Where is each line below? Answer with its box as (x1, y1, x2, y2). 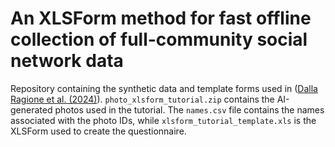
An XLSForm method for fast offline (10, 7, 312, 30)
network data (10, 50, 124, 72)
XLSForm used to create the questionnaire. (10, 125, 187, 137)
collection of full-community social (10, 28, 308, 51)
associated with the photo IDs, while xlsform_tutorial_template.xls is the (10, 114, 317, 126)
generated (10, 103, 53, 116)
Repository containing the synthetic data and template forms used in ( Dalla (10, 82, 318, 94)
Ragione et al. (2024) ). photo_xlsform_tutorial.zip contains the (10, 93, 275, 105)
